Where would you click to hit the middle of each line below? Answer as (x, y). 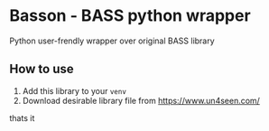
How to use (42, 69)
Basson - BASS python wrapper (130, 16)
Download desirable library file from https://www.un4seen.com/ (141, 100)
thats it (22, 117)
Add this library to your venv (74, 90)
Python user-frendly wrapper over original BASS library (112, 41)
